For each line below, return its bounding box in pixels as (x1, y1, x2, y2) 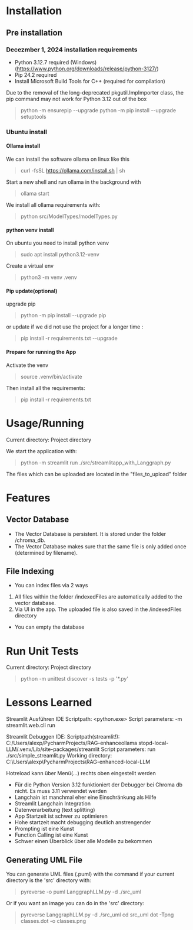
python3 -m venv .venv (20, 274, 78, 281)
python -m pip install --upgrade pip (20, 312, 107, 319)
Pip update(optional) (6, 287, 58, 294)
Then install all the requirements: (6, 384, 85, 391)
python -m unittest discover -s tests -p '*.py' (20, 675, 128, 682)
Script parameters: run (101, 746, 156, 753)
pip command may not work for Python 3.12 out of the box (6, 95, 147, 102)
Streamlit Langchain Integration (14, 800, 91, 807)
